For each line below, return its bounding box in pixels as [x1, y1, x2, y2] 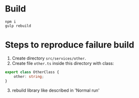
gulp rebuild [5, 23, 31, 28]
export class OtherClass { [5, 70, 59, 74]
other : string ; [14, 74, 44, 79]
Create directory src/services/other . [12, 55, 86, 61]
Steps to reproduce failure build [5, 39, 134, 50]
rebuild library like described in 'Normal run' [12, 87, 100, 93]
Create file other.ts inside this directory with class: [12, 60, 114, 66]
